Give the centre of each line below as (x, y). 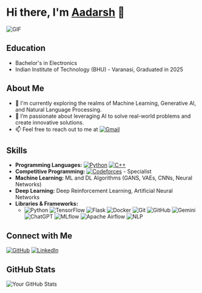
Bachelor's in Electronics (46, 62)
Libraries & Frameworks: (47, 204)
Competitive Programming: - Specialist (83, 172)
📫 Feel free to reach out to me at (56, 129)
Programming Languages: (49, 165)
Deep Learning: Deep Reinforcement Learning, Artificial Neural (94, 191)
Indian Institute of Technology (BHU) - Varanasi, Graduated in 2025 (99, 69)
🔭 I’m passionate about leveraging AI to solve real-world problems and (103, 116)
